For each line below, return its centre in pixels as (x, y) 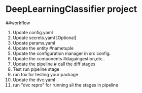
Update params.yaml (34, 43)
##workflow (18, 23)
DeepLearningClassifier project (71, 9)
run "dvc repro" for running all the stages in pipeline (66, 85)
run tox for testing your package (45, 74)
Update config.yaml (33, 32)
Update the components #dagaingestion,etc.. (59, 58)
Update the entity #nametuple (43, 48)
